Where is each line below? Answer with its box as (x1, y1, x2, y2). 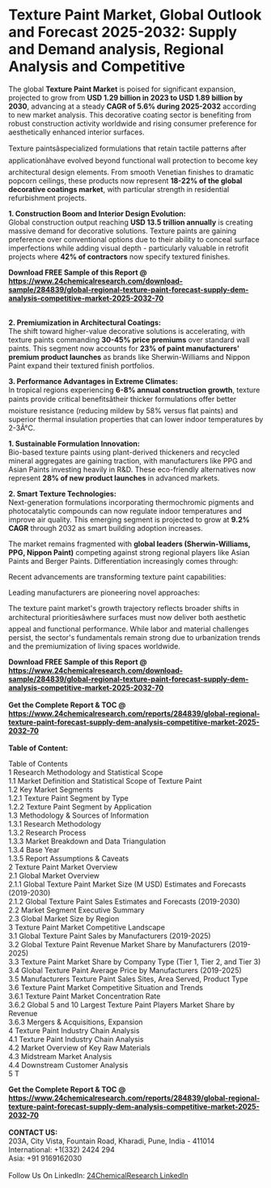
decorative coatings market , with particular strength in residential (8, 184, 230, 194)
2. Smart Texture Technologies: (8, 489, 117, 498)
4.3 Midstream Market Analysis (8, 1051, 112, 1061)
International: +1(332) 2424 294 (8, 1144, 115, 1154)
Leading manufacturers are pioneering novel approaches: (8, 588, 201, 597)
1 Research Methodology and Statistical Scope (8, 767, 163, 777)
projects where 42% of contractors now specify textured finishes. (8, 251, 231, 261)
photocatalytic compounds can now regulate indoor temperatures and (8, 506, 243, 515)
